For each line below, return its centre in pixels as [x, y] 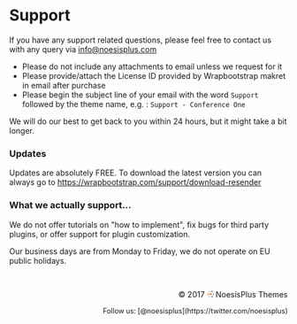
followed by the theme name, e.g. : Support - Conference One [133, 104]
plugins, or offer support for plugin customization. [100, 234]
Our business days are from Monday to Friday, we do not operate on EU [140, 251]
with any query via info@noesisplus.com [83, 49]
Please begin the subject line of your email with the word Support [140, 95]
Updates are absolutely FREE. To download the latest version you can [136, 173]
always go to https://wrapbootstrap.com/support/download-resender [135, 182]
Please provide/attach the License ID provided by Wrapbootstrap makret [154, 75]
